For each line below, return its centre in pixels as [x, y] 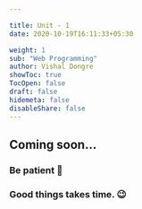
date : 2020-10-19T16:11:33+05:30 [71, 34]
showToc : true [36, 75]
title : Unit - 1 [39, 25]
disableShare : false [48, 109]
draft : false [33, 91]
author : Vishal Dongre [51, 67]
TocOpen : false [38, 83]
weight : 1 [28, 50]
